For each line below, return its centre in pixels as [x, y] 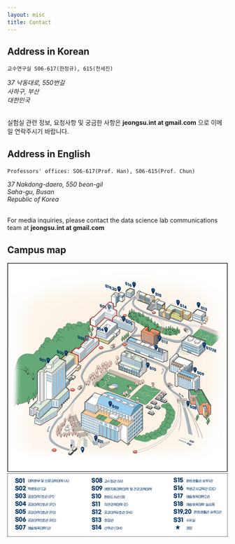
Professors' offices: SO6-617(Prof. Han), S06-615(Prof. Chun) [101, 172]
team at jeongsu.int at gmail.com [56, 228]
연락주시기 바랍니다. [42, 131]
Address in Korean [48, 52]
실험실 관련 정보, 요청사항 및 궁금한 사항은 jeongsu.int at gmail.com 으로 [108, 123]
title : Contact [29, 22]
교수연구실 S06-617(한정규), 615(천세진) [60, 69]
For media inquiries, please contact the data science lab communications [113, 220]
